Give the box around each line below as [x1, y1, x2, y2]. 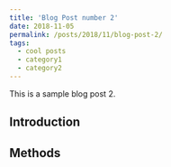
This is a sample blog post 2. [9, 88, 116, 99]
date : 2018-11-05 [9, 22, 75, 31]
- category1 [17, 55, 63, 64]
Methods [9, 145, 61, 161]
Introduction [9, 115, 81, 130]
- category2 [17, 64, 63, 73]
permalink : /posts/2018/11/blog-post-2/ [9, 30, 164, 39]
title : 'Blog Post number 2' [9, 13, 119, 23]
